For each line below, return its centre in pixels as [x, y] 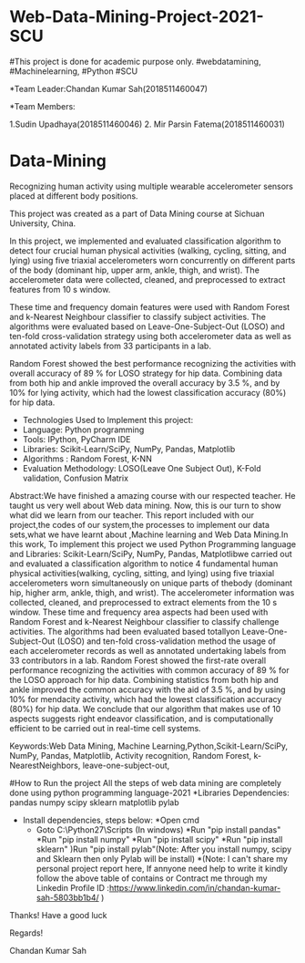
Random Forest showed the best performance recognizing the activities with [153, 363]
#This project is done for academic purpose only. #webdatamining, [135, 61]
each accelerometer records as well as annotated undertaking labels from [148, 650]
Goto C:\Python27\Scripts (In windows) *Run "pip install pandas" [158, 829]
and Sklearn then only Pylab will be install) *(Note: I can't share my [162, 858]
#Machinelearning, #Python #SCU [74, 71]
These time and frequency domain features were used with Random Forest [150, 306]
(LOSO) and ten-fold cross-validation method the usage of [166, 641]
